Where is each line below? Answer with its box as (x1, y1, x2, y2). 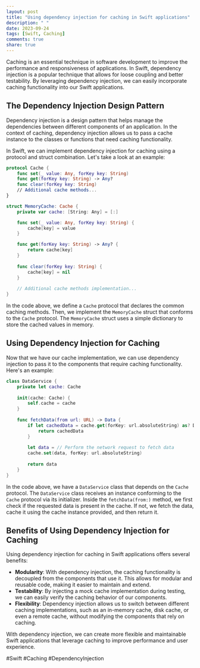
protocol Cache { (6, 165, 49, 171)
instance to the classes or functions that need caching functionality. (6, 135, 173, 143)
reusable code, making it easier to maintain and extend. (14, 581, 151, 588)
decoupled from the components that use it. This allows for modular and (14, 575, 192, 582)
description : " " (6, 20, 49, 26)
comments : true (6, 36, 44, 42)
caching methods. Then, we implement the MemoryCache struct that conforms (6, 308, 193, 316)
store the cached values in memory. (6, 321, 94, 328)
